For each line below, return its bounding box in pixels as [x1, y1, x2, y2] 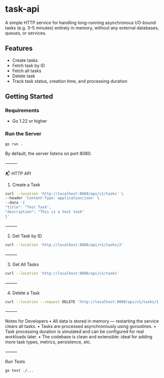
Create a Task [12, 181, 41, 187]
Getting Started [5, 92, 53, 101]
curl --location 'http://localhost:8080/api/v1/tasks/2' [5, 242, 124, 247]
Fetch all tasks [12, 68, 42, 74]
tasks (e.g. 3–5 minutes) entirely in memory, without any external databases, [5, 25, 159, 30]
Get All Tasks [12, 261, 39, 267]
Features [5, 44, 33, 52]
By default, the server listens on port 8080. [5, 151, 92, 156]
